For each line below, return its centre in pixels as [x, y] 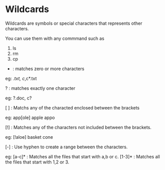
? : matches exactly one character [40, 88]
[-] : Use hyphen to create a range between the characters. [66, 147]
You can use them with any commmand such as [55, 38]
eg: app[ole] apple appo [30, 118]
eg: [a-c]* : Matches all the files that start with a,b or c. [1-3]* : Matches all [82, 156]
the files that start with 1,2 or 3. [37, 162]
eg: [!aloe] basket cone [29, 137]
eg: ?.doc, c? [18, 98]
